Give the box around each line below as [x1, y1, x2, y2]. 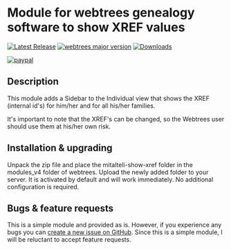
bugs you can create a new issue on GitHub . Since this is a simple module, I [7, 228, 223, 236]
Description [7, 76, 59, 88]
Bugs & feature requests [7, 202, 114, 214]
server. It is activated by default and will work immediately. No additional [7, 175, 214, 184]
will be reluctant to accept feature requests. [7, 235, 131, 244]
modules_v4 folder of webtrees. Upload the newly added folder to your [7, 168, 209, 176]
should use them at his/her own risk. [7, 122, 111, 131]
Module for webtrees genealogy [7, 5, 195, 21]
